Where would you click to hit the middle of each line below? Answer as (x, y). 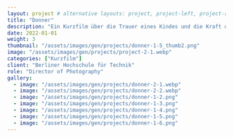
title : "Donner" (31, 20)
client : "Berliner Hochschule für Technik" (71, 65)
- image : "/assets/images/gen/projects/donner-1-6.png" (96, 123)
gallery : (20, 78)
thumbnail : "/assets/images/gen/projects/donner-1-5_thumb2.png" (103, 46)
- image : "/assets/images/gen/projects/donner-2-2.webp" (97, 91)
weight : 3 (21, 39)
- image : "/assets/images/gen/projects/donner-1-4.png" (96, 110)
